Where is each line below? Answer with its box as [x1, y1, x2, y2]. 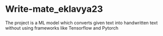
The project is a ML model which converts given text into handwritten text [5, 20, 158, 26]
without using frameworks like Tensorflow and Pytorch [5, 25, 119, 31]
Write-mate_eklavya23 [5, 3, 103, 15]
